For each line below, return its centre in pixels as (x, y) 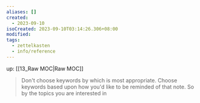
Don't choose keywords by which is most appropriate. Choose (99, 80)
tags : (13, 40)
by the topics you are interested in (64, 93)
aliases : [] (21, 12)
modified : (19, 35)
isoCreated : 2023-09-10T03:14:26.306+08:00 (62, 29)
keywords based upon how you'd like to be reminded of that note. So (108, 87)
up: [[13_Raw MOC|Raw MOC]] (45, 68)
